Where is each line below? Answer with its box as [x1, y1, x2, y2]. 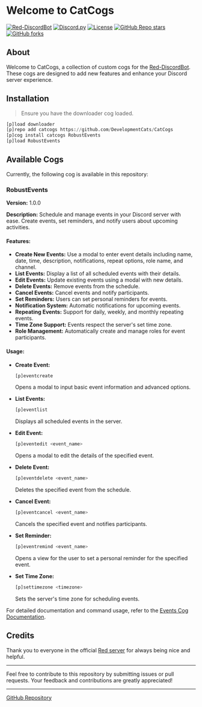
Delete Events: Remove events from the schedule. [14, 283, 140, 290]
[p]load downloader [6, 121, 55, 127]
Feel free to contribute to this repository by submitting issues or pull [6, 670, 174, 678]
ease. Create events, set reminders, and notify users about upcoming [6, 217, 179, 224]
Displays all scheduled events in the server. [14, 418, 123, 425]
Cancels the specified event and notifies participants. [14, 520, 147, 527]
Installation [6, 94, 49, 104]
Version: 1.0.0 [6, 199, 41, 206]
